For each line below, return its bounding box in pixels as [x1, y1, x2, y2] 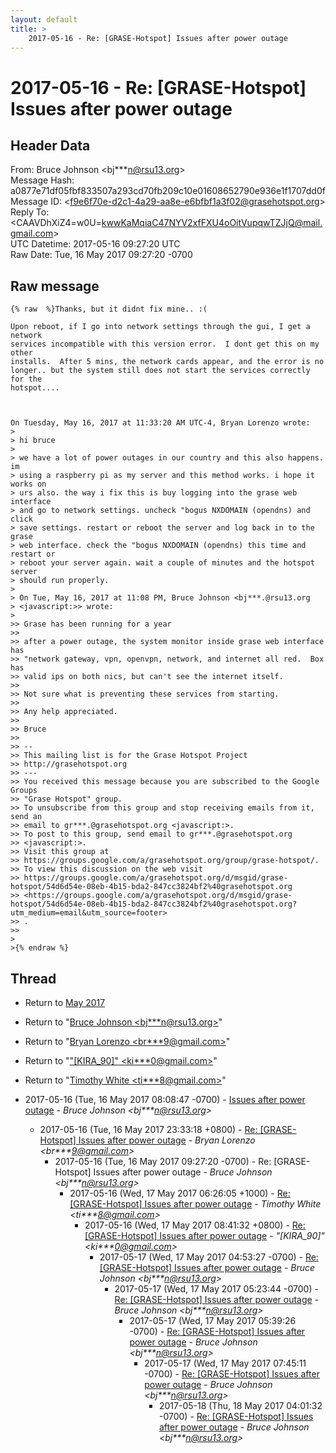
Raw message [10, 277, 100, 295]
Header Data [10, 137, 91, 154]
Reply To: [10, 206, 50, 218]
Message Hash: [10, 174, 75, 186]
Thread [10, 970, 57, 987]
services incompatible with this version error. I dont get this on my [10, 339, 320, 350]
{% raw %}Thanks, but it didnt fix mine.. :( [10, 304, 208, 315]
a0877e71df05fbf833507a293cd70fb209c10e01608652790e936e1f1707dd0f [10, 185, 326, 197]
